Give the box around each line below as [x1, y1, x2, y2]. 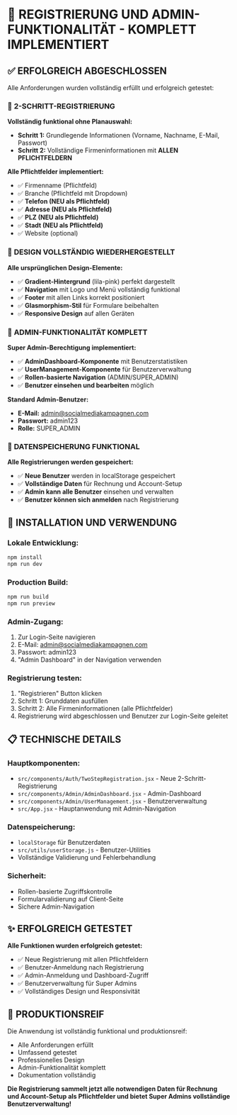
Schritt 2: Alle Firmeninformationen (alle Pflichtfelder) [17, 704, 173, 713]
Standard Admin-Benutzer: [7, 395, 89, 404]
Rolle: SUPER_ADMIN [17, 423, 81, 432]
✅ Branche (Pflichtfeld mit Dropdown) [17, 189, 128, 198]
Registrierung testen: [7, 673, 83, 683]
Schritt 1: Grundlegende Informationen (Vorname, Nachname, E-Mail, [17, 131, 220, 140]
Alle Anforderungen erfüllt [17, 1041, 94, 1049]
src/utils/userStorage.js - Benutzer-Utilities [17, 845, 151, 854]
